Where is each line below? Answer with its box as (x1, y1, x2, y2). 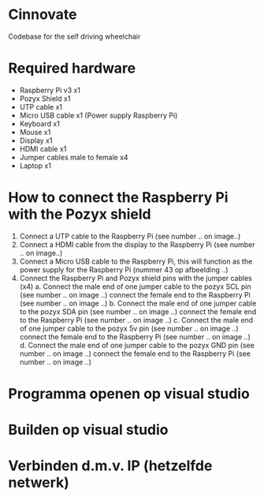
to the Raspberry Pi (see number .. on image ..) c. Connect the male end (19, 315, 254, 324)
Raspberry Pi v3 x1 (19, 85, 81, 95)
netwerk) (8, 474, 69, 492)
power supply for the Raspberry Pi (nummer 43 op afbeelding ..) (19, 264, 229, 274)
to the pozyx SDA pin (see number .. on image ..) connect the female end (19, 306, 257, 316)
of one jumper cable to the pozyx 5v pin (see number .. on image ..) (19, 324, 239, 333)
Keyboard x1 (19, 118, 61, 128)
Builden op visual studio (8, 421, 169, 439)
